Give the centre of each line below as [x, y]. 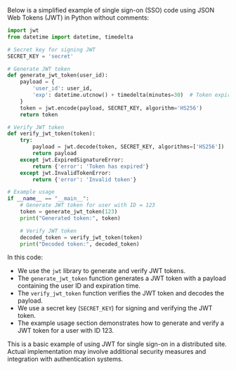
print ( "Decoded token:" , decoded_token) [80, 244]
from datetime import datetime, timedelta [70, 37]
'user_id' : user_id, [63, 88]
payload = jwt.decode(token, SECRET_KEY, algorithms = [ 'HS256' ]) [129, 147]
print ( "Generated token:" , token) [70, 218]
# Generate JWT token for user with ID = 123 [88, 205]
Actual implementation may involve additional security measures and [107, 352]
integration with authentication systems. [65, 359]
